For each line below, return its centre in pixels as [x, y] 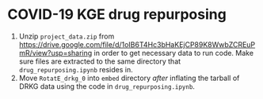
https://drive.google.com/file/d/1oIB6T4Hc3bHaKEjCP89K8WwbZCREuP [137, 44]
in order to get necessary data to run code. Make [174, 53]
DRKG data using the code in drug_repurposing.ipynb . [107, 86]
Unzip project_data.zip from [67, 36]
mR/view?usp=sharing [55, 53]
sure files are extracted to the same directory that [100, 61]
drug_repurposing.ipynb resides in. [76, 69]
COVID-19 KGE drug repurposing [117, 15]
